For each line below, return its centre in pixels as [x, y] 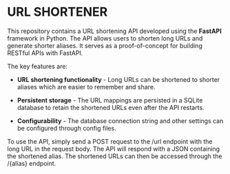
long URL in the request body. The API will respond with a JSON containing [114, 149]
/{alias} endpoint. [32, 163]
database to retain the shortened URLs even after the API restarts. [111, 107]
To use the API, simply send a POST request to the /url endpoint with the [110, 141]
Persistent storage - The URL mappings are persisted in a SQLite [110, 100]
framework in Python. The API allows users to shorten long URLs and [105, 38]
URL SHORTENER [57, 12]
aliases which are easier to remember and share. [86, 87]
